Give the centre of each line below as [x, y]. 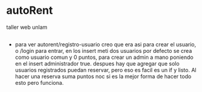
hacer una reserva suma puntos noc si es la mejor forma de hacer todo [103, 76]
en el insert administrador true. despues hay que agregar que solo [97, 64]
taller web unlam [27, 27]
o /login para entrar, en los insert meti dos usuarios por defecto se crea [103, 51]
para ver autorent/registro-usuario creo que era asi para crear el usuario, [106, 44]
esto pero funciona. [39, 83]
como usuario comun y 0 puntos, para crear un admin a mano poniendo [104, 57]
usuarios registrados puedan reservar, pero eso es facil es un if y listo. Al [106, 70]
